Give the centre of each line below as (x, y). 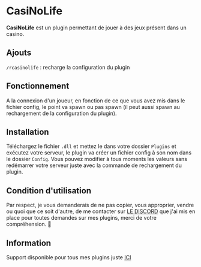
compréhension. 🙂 (29, 224)
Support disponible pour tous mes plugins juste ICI (69, 257)
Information (29, 243)
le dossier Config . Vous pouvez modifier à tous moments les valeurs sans (97, 159)
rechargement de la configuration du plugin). (61, 113)
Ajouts (19, 53)
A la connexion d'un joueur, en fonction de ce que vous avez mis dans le (96, 101)
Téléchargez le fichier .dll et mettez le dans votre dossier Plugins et (91, 146)
